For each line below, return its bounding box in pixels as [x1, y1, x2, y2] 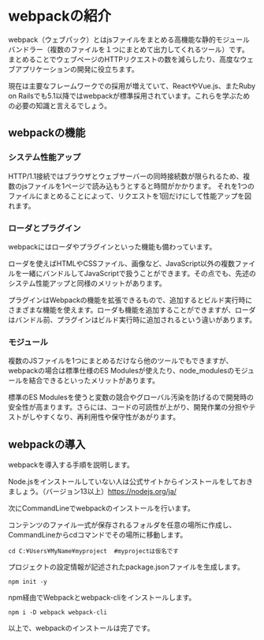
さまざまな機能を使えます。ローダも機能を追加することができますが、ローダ [8, 305, 256, 314]
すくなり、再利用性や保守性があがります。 [42, 412, 180, 422]
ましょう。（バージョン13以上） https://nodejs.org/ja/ [8, 487, 177, 496]
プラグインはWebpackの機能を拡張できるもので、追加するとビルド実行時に [8, 295, 253, 305]
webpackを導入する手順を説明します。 [8, 460, 134, 470]
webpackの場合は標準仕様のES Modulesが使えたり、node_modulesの [8, 366, 235, 376]
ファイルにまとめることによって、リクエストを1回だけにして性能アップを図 [8, 191, 252, 200]
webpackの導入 [8, 437, 86, 451]
